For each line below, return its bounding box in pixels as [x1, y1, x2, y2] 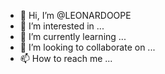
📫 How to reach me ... [19, 53, 113, 64]
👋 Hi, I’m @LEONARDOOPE [19, 10, 132, 21]
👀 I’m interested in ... [19, 20, 105, 32]
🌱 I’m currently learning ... [19, 31, 127, 42]
